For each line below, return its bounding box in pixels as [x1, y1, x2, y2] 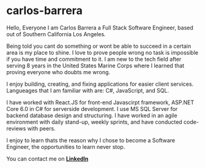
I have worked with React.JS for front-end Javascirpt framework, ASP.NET [6, 99, 195, 106]
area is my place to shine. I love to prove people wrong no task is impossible [6, 48, 199, 56]
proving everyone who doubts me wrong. [6, 68, 111, 75]
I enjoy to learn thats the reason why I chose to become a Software [6, 136, 176, 144]
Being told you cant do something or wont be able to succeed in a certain [6, 42, 192, 50]
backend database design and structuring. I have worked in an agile [6, 112, 177, 119]
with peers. [27, 124, 56, 132]
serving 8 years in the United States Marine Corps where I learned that [6, 62, 185, 69]
